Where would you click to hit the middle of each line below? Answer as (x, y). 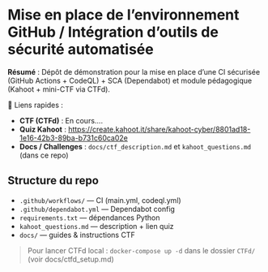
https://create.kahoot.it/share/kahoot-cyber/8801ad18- (159, 129)
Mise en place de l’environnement (123, 15)
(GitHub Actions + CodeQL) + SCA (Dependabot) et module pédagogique (130, 80)
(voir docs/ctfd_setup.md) (70, 259)
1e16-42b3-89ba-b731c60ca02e (74, 138)
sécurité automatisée (81, 50)
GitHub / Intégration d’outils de (113, 32)
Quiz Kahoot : (43, 129)
